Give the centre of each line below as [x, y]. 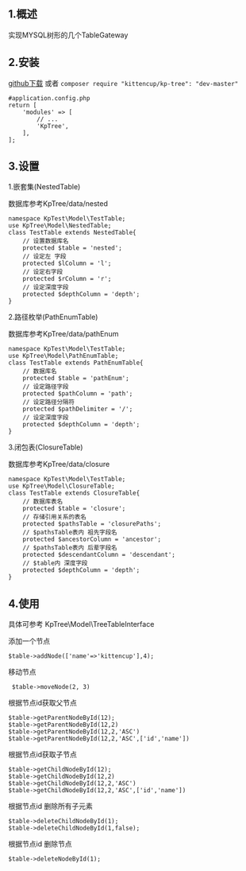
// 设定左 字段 [44, 257]
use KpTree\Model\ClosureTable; [61, 486]
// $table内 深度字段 [55, 563]
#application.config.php [49, 98]
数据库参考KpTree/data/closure [59, 465]
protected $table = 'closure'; [74, 509]
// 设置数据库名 [46, 241]
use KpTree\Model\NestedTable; [60, 226]
